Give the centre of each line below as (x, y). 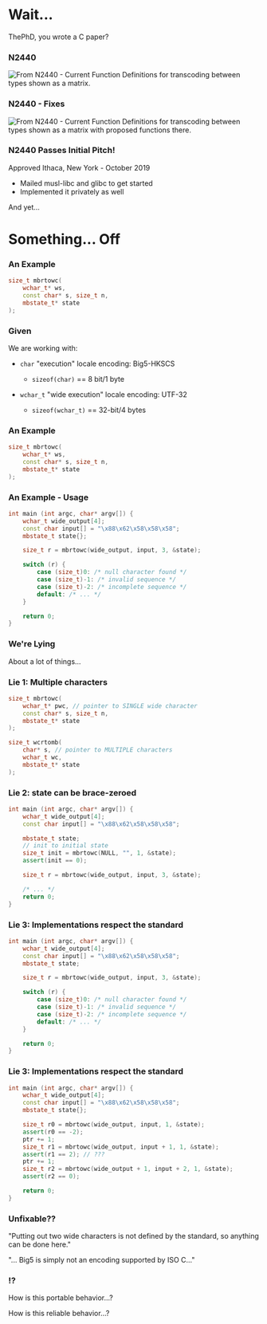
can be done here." (40, 1244)
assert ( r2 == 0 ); (51, 1177)
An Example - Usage (49, 497)
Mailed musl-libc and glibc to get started (86, 183)
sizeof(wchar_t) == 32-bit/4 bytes (88, 410)
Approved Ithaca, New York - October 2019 (79, 167)
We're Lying (32, 644)
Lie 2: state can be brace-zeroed (73, 792)
